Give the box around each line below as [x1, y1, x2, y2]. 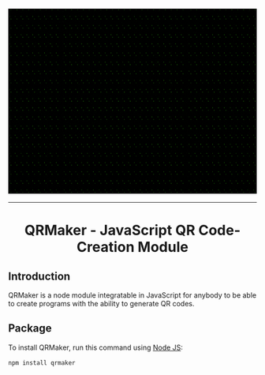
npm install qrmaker [8, 358, 77, 367]
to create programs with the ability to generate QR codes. [8, 299, 195, 308]
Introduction [8, 269, 71, 283]
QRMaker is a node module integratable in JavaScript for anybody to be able [8, 291, 257, 300]
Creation [76, 238, 135, 257]
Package [8, 321, 53, 336]
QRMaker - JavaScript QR [24, 222, 196, 239]
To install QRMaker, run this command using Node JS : [8, 343, 184, 352]
